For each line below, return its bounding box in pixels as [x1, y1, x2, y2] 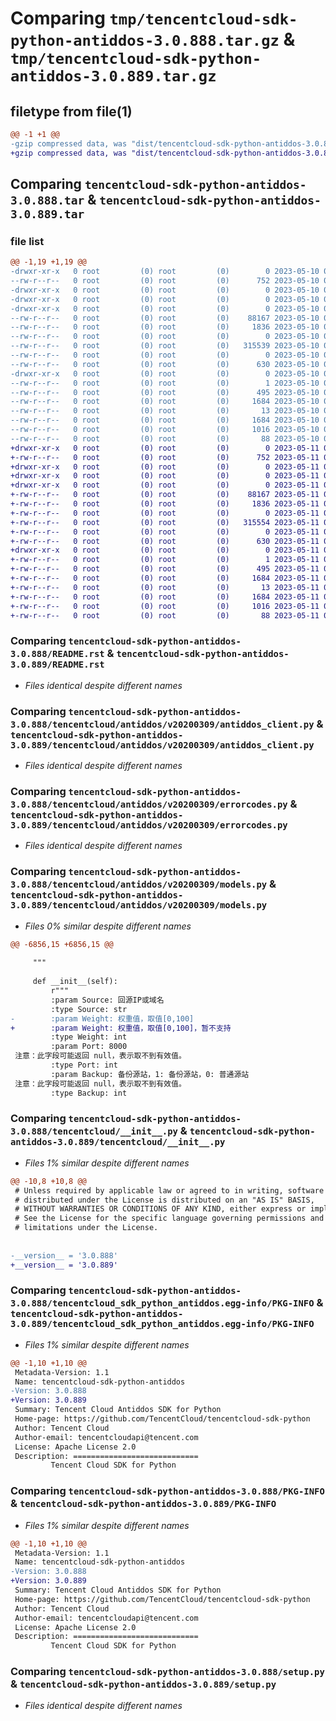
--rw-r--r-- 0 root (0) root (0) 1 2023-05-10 [10, 378, 320, 388]
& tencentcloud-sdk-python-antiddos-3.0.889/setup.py [10, 1677, 277, 1691]
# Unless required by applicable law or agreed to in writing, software [14, 1185, 325, 1196]
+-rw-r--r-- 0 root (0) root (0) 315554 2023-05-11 [10, 517, 320, 527]
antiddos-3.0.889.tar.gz [10, 67, 217, 86]
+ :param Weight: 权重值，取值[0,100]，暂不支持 [10, 1023, 232, 1033]
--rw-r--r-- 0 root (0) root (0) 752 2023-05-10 [10, 276, 320, 286]
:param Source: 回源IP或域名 [50, 995, 165, 1005]
